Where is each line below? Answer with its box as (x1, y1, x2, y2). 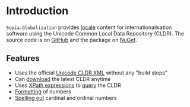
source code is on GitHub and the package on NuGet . (6, 36, 138, 43)
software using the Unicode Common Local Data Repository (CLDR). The (6, 30, 185, 37)
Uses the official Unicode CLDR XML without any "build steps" (14, 69, 168, 76)
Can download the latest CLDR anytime (14, 75, 111, 82)
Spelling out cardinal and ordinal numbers (14, 94, 117, 101)
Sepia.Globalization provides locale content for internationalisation (6, 24, 172, 31)
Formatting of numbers (14, 87, 71, 95)
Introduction (6, 4, 69, 18)
